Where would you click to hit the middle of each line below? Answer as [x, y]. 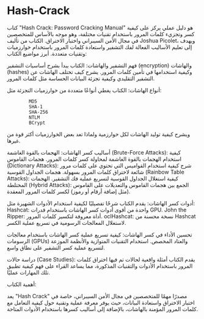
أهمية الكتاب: [22, 284]
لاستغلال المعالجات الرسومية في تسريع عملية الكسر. [67, 222]
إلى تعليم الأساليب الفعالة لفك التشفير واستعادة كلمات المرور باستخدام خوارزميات [100, 47]
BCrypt [37, 123]
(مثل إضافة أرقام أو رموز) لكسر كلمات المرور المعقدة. [69, 191]
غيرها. [14, 141]
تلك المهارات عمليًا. [29, 272]
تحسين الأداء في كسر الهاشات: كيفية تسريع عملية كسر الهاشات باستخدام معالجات [100, 234]
